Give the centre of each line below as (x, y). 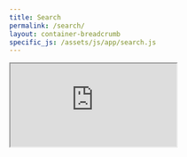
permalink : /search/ (47, 26)
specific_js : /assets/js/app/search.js (83, 42)
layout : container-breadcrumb (65, 34)
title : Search (35, 17)
